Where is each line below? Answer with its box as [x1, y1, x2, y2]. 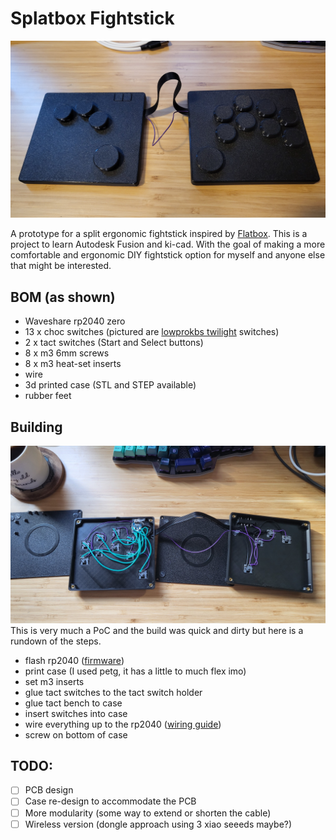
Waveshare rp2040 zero [24, 315, 126, 327]
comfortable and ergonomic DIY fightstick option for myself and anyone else [10, 249, 326, 261]
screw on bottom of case [24, 728, 128, 741]
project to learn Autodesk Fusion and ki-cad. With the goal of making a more [10, 238, 326, 251]
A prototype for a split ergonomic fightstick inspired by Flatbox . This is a [10, 228, 308, 240]
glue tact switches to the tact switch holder [24, 686, 203, 698]
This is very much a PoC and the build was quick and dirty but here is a [10, 624, 304, 636]
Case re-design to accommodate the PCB [24, 795, 197, 807]
